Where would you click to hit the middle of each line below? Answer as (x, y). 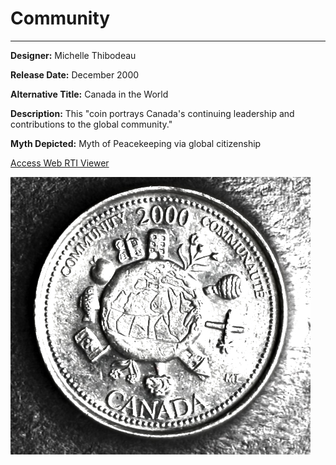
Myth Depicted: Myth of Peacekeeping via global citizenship (136, 143)
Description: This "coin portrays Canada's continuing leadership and (152, 113)
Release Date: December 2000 (75, 74)
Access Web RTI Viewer (60, 163)
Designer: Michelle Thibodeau (73, 55)
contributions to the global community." (91, 124)
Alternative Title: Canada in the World (89, 94)
